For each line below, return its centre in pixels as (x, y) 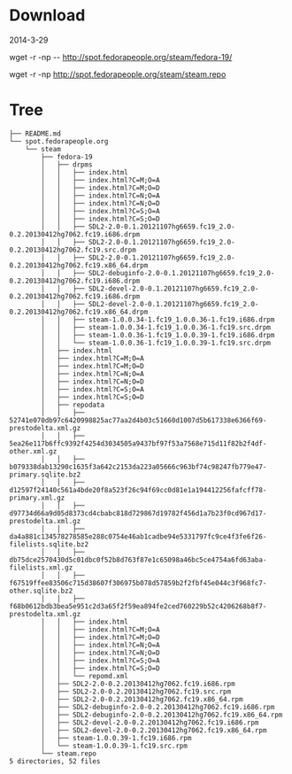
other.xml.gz (33, 451)
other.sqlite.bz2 (41, 591)
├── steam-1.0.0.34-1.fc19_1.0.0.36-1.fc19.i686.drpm (173, 320)
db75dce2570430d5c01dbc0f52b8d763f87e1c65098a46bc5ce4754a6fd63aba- (138, 560)
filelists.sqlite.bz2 (49, 544)
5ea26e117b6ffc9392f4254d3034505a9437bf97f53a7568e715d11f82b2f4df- (138, 444)
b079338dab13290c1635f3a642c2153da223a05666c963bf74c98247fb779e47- (138, 467)
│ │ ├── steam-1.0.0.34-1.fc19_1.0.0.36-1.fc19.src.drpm (156, 327)
